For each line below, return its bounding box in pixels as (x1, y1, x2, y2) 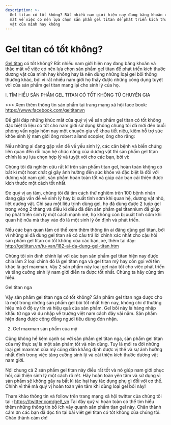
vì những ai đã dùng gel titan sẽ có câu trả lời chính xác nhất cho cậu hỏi (5, 232, 158, 238)
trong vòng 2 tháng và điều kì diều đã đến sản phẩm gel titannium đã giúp (5, 206, 160, 212)
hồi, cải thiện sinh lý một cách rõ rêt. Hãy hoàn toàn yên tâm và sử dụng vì (5, 373, 161, 379)
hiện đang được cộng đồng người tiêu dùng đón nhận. (5, 316, 118, 322)
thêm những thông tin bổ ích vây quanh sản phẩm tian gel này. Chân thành (5, 404, 161, 410)
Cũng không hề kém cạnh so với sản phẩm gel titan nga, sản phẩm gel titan (5, 335, 163, 342)
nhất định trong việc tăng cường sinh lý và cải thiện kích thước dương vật (5, 352, 158, 358)
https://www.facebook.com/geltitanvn (5, 107, 85, 114)
